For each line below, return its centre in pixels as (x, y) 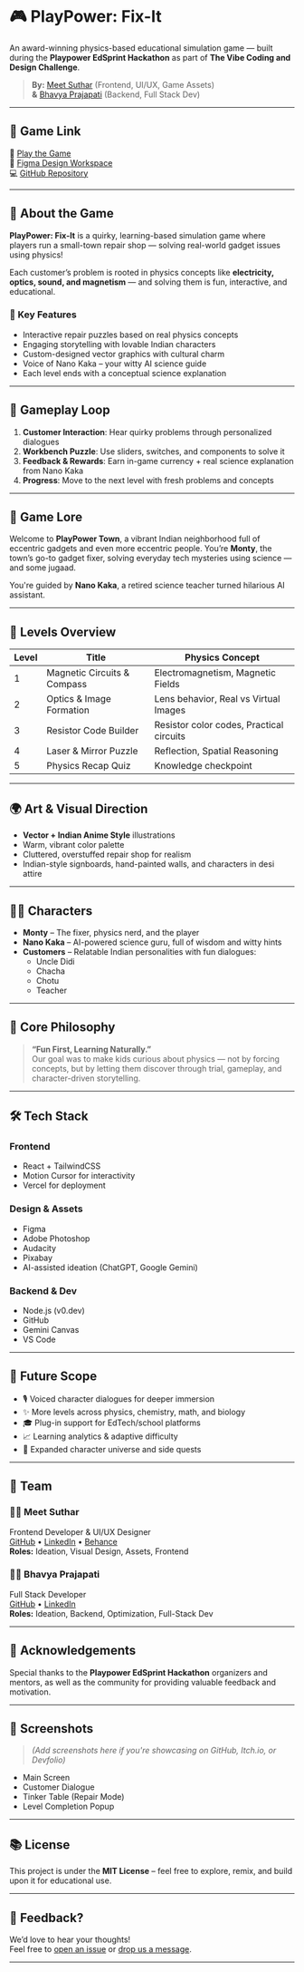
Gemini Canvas (51, 1330)
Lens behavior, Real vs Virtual (217, 699)
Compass (67, 685)
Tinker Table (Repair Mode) (73, 1797)
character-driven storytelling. (86, 1078)
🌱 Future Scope (53, 1377)
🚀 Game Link (45, 131)
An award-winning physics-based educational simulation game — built (141, 48)
